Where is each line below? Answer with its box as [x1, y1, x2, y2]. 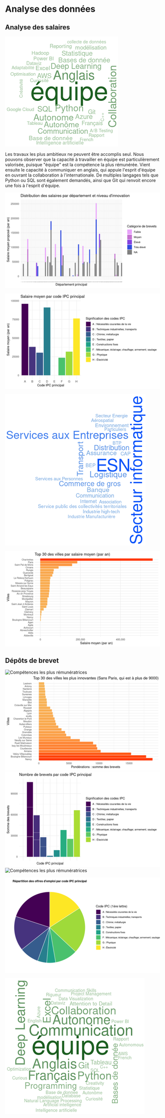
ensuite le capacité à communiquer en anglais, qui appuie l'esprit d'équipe [5, 167, 156, 173]
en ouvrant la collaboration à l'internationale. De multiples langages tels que [5, 172, 159, 178]
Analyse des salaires [5, 23, 70, 31]
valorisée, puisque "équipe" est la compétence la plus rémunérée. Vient [5, 162, 151, 168]
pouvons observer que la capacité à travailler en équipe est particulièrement [5, 156, 160, 162]
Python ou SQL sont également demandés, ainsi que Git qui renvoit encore [5, 177, 156, 183]
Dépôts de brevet [5, 656, 59, 665]
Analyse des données [5, 3, 96, 15]
